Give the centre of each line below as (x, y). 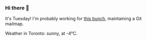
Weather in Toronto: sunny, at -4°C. (41, 34)
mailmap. (14, 24)
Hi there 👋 (17, 8)
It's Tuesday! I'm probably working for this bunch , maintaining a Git (73, 19)
